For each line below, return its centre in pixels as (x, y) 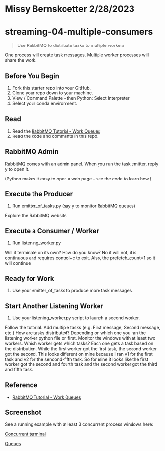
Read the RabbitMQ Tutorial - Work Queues (56, 131)
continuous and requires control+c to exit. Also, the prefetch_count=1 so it (80, 258)
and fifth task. (19, 369)
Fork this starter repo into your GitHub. (51, 88)
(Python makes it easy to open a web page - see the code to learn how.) (78, 179)
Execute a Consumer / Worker (52, 231)
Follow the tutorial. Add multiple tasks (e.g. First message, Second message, (83, 327)
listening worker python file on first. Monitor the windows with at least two (80, 338)
